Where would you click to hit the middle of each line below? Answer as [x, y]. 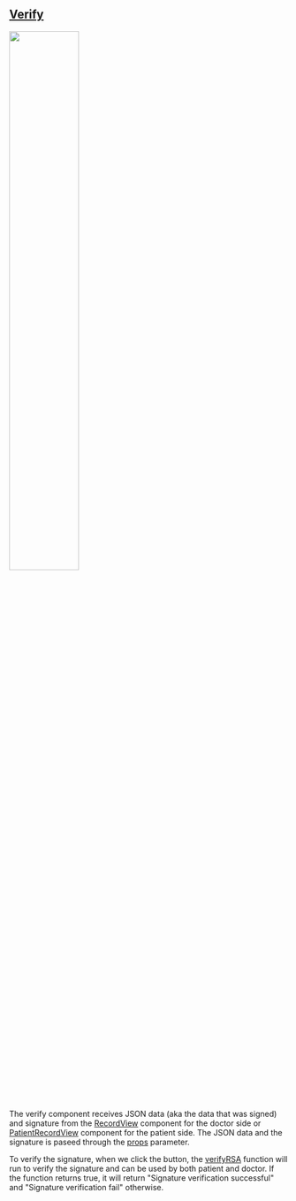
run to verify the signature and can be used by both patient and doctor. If [142, 1168]
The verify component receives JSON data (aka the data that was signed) [143, 1113]
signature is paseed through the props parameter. [99, 1142]
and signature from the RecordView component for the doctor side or [135, 1123]
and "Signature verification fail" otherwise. [87, 1187]
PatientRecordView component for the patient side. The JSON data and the [146, 1132]
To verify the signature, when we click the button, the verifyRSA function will [148, 1159]
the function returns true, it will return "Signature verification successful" [142, 1178]
